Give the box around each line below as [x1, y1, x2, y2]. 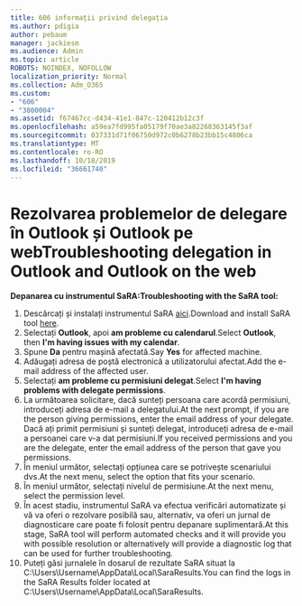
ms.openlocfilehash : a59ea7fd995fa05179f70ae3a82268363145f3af [10, 123, 253, 132]
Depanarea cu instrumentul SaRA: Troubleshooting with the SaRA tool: [10, 291, 279, 302]
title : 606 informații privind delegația [10, 13, 169, 23]
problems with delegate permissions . [23, 385, 166, 396]
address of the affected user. [41, 366, 149, 377]
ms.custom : [10, 89, 51, 98]
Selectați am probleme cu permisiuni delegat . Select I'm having [23, 376, 262, 387]
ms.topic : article [10, 55, 79, 64]
